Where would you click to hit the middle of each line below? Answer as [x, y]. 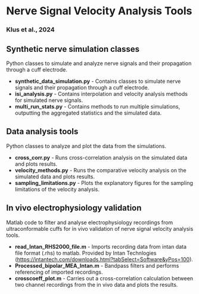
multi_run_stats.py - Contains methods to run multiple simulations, [97, 106]
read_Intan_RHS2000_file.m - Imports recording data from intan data [100, 246]
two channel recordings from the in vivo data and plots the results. [96, 284]
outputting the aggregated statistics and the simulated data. [88, 113]
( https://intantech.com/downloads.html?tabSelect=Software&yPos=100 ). [104, 259]
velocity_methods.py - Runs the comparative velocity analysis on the [100, 170]
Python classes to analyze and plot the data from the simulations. [86, 146]
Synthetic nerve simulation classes [73, 49]
